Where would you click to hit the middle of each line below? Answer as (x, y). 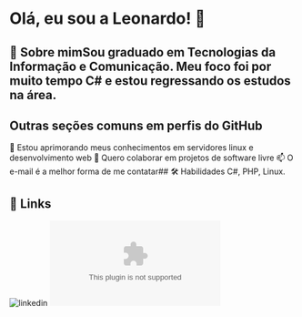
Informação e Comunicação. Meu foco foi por (141, 66)
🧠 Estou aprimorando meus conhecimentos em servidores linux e (131, 148)
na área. (33, 95)
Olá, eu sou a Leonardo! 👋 (108, 19)
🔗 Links (30, 204)
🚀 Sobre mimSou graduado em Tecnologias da (142, 52)
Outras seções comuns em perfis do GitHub (136, 125)
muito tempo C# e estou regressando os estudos (150, 81)
